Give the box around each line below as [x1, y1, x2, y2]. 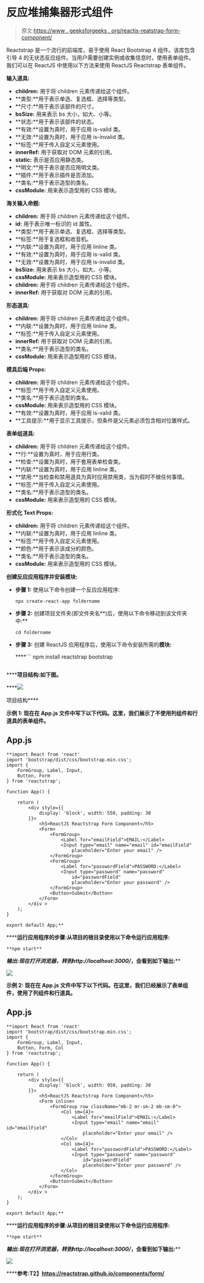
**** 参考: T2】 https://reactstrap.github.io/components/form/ [6, 1270, 164, 1277]
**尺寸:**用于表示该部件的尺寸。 [15, 102, 97, 110]
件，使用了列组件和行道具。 [6, 989, 76, 996]
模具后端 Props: [6, 365, 46, 373]
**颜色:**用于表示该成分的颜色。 [15, 545, 97, 552]
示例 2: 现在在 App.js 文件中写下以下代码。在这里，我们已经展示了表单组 [6, 981, 189, 988]
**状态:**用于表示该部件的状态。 [15, 118, 97, 125]
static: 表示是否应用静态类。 [15, 156, 87, 163]
